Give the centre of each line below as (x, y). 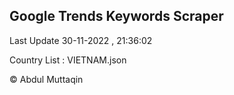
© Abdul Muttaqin (46, 79)
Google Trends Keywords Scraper (116, 16)
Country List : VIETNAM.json (68, 60)
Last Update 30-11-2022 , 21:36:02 (81, 40)
